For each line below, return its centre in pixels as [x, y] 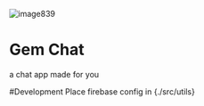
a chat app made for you [54, 74]
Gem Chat [47, 50]
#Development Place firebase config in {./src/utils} [102, 91]
